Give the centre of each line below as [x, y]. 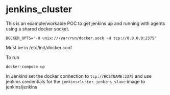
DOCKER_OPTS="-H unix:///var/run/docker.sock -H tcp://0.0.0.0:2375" [81, 38]
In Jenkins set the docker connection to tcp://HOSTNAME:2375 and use [79, 76]
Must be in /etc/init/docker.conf [39, 47]
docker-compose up [25, 67]
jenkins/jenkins [22, 87]
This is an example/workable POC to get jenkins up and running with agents [86, 23]
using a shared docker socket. [38, 28]
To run [13, 57]
